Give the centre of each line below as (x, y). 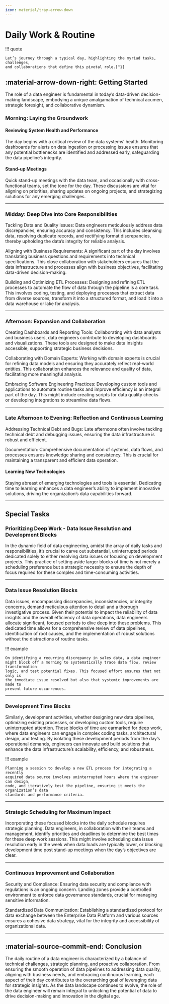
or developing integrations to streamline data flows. (59, 400)
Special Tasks (27, 514)
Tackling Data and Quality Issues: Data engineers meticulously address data (84, 225)
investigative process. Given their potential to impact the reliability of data (81, 612)
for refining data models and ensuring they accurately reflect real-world (80, 364)
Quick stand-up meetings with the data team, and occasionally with (75, 180)
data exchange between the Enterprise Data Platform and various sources (82, 915)
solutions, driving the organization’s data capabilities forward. (69, 493)
